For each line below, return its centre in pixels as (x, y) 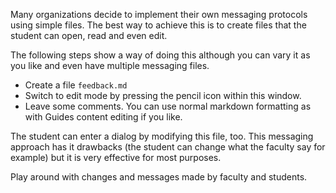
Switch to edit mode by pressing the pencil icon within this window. (163, 95)
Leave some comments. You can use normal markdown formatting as (168, 106)
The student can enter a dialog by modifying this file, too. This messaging (162, 136)
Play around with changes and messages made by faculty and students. (159, 177)
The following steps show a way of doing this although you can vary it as (160, 55)
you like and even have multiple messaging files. (110, 65)
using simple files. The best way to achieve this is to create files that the (158, 25)
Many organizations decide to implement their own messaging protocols (159, 14)
